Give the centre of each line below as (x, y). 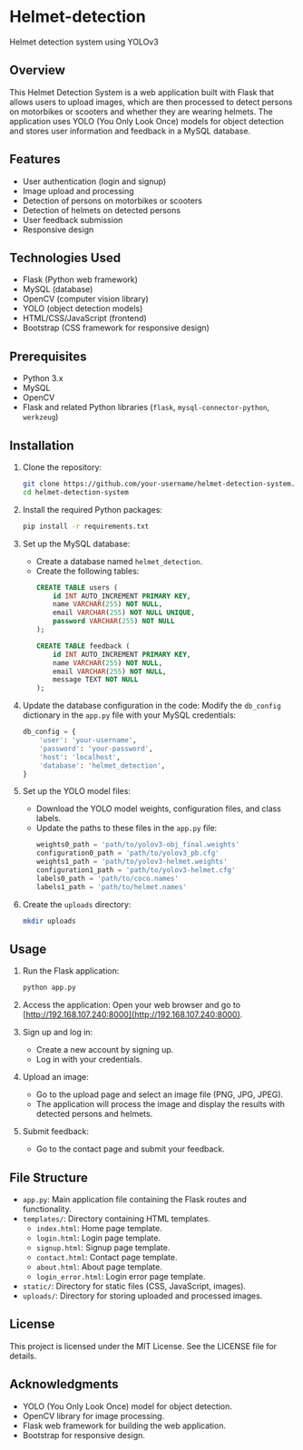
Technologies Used (65, 257)
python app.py (49, 988)
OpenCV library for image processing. (93, 1416)
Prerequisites (48, 356)
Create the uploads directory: (77, 904)
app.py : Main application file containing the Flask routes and (135, 1199)
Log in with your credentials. (89, 1060)
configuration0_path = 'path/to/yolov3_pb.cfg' (127, 853)
